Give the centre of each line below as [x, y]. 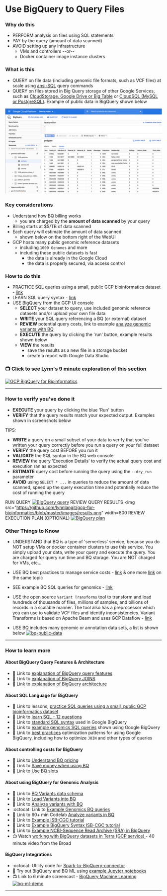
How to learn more [28, 651]
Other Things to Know [32, 531]
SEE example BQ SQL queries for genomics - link [62, 587]
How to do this [23, 276]
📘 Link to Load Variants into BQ [44, 799]
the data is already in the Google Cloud [67, 258]
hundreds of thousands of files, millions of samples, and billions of [80, 602]
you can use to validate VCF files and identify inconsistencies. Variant [83, 613]
